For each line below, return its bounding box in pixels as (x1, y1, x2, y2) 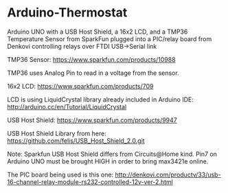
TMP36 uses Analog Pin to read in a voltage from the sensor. (7, 69, 180, 77)
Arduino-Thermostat (7, 5, 128, 21)
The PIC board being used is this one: (7, 170, 114, 179)
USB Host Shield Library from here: (7, 129, 106, 137)
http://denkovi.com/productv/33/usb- (115, 170, 221, 179)
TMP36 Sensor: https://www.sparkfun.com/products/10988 (7, 55, 176, 63)
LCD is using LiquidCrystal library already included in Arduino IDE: (7, 95, 194, 104)
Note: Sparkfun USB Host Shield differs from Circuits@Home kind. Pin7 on (7, 150, 218, 158)
